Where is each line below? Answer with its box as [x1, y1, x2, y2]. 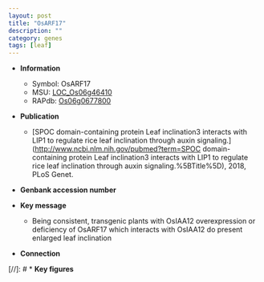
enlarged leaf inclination [31, 233, 112, 243]
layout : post [8, 11, 52, 20]
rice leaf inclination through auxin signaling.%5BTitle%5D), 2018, [31, 161, 246, 171]
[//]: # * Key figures [8, 264, 74, 274]
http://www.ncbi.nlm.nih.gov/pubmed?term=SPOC [35, 144, 201, 154]
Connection [19, 249, 60, 259]
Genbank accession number [19, 185, 116, 195]
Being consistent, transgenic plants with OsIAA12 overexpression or [31, 216, 256, 226]
